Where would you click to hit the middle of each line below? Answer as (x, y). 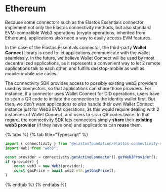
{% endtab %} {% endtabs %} (36, 185)
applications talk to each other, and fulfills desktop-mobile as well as (75, 68)
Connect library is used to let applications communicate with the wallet (78, 53)
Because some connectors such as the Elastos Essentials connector (75, 22)
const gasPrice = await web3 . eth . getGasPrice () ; (65, 171)
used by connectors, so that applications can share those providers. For (78, 88)
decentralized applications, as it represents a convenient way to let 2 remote (83, 63)
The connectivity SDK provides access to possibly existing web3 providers (81, 83)
